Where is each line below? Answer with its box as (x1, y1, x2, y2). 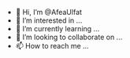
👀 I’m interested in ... (15, 16, 83, 25)
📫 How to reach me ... (15, 42, 89, 50)
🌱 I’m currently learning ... (15, 24, 100, 33)
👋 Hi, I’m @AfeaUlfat (15, 8, 83, 16)
